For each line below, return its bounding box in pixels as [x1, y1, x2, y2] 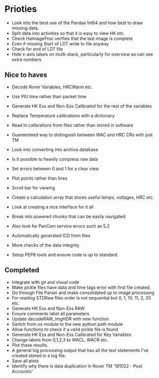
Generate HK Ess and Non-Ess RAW [11, 305, 85, 311]
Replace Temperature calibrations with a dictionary [11, 113, 115, 118]
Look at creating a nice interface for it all [11, 204, 94, 210]
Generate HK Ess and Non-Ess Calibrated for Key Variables [11, 332, 132, 338]
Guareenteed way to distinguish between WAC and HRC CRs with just [11, 132, 153, 138]
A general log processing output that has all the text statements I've [11, 347, 149, 353]
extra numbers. [11, 56, 43, 62]
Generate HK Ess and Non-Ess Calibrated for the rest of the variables [11, 103, 152, 109]
